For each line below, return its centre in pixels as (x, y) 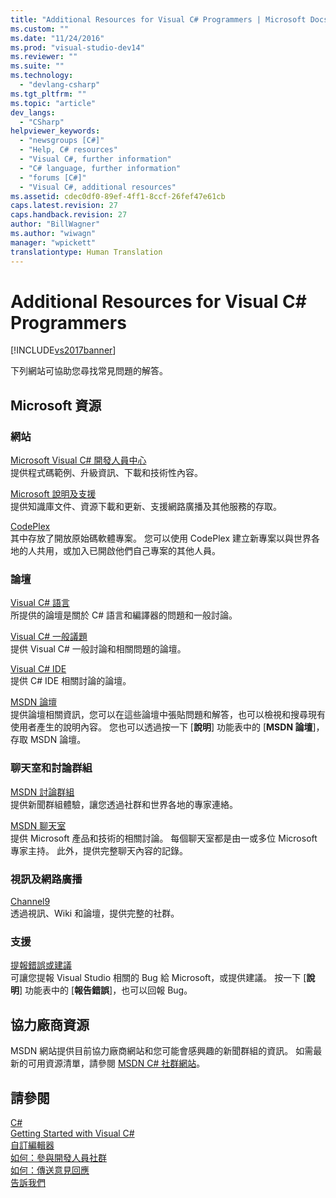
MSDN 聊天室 (38, 825)
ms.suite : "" (37, 66)
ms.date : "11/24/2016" (57, 38)
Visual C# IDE (38, 669)
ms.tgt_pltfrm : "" (48, 94)
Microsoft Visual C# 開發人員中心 (78, 460)
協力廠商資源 (50, 1024)
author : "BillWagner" (55, 224)
